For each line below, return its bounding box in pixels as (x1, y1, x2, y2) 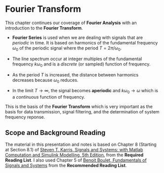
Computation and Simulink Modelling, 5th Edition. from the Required (5, 152, 144, 158)
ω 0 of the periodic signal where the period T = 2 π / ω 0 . (12, 45, 122, 52)
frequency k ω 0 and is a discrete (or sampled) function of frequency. (12, 61, 151, 68)
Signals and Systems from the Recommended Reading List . (5, 162, 127, 168)
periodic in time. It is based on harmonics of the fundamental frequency (12, 39, 158, 45)
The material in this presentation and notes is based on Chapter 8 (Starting (5, 141, 157, 147)
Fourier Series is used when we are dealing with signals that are (12, 35, 143, 40)
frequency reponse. (5, 114, 45, 120)
